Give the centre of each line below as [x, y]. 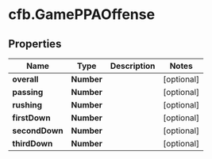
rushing [27, 105]
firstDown [31, 118]
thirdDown [33, 144]
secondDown [38, 131]
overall [25, 79]
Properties [35, 44]
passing [28, 92]
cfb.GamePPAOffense [82, 15]
